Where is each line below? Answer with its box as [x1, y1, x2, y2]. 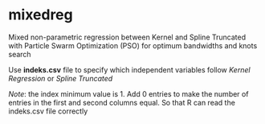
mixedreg [8, 6, 74, 24]
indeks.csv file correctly [8, 106, 88, 116]
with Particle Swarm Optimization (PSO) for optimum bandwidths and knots [8, 40, 258, 50]
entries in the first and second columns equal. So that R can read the [8, 97, 235, 107]
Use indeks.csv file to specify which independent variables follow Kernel [8, 64, 251, 74]
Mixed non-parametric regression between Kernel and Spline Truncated [8, 32, 247, 42]
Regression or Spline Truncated [8, 73, 113, 83]
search [8, 49, 31, 59]
